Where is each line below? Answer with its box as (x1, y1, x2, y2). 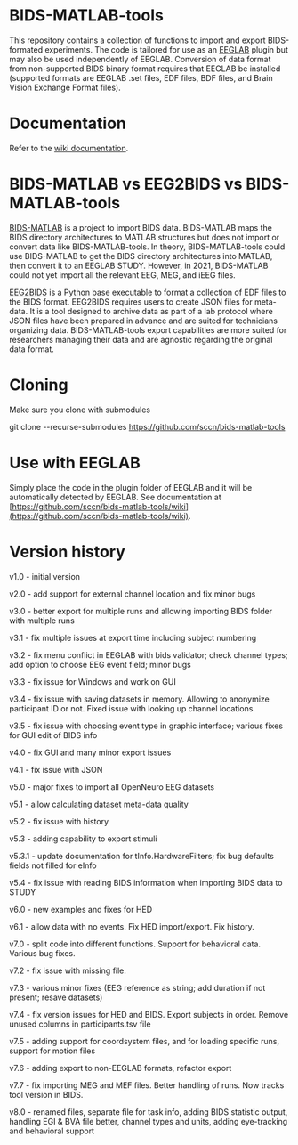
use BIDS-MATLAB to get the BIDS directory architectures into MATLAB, (9, 250, 273, 261)
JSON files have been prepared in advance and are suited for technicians (9, 315, 278, 326)
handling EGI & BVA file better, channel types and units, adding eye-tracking (9, 1116, 288, 1126)
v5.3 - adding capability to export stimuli (9, 833, 157, 844)
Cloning (9, 375, 68, 394)
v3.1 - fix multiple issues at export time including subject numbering (9, 632, 257, 643)
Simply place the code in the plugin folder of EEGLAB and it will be (9, 482, 253, 492)
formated (9, 44, 43, 54)
